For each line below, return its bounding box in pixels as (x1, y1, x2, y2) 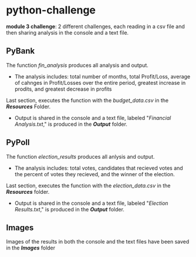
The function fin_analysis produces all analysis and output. (6, 61, 148, 68)
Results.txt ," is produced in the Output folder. (14, 205, 125, 213)
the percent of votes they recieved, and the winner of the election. (14, 170, 175, 177)
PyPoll (6, 138, 30, 148)
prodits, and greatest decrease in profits (14, 85, 112, 92)
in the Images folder (6, 244, 56, 252)
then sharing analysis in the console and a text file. (6, 29, 129, 36)
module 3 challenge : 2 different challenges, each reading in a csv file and (6, 23, 185, 30)
